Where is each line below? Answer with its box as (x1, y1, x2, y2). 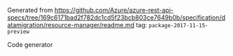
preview (7, 28, 30, 35)
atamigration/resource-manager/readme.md (7, 21, 135, 29)
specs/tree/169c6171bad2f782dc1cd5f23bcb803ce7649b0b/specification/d (7, 13, 226, 22)
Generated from (7, 6, 54, 14)
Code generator (7, 41, 53, 48)
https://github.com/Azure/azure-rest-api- (55, 6, 174, 14)
